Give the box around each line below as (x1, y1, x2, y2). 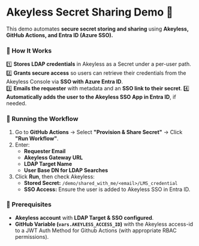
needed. (6, 100, 27, 107)
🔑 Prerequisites (6, 201, 52, 209)
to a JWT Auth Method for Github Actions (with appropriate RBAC (14, 227, 177, 234)
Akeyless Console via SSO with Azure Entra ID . (6, 78, 123, 86)
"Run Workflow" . (14, 135, 59, 142)
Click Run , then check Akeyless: (14, 173, 95, 180)
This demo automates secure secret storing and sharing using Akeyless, (6, 25, 189, 32)
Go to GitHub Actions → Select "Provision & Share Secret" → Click (14, 128, 183, 135)
